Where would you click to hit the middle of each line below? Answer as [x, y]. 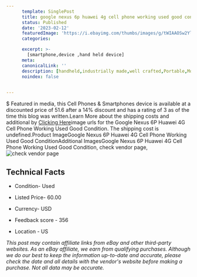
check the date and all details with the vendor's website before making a [94, 261]
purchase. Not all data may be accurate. [55, 268]
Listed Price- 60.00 [38, 197]
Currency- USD [33, 208]
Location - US [31, 231]
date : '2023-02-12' [45, 28]
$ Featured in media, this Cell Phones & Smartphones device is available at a [98, 104]
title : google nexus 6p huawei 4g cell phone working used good [102, 17]
